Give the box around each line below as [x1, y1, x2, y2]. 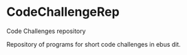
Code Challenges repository [6, 27, 87, 35]
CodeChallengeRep [6, 4, 120, 20]
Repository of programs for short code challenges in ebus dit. [6, 40, 181, 48]
